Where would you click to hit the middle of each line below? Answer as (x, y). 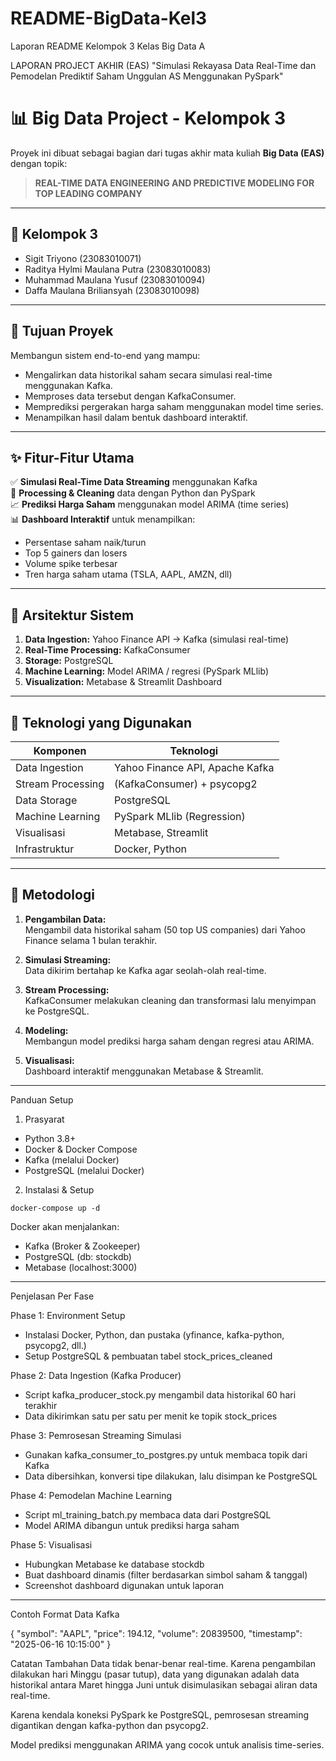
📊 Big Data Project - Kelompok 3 (148, 118)
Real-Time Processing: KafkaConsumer (107, 650)
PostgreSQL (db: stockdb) (78, 1256)
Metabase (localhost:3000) (81, 1267)
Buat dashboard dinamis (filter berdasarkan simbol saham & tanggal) (166, 1574)
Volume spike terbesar (71, 564)
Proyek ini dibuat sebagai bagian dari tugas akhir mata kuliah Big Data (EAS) (167, 153)
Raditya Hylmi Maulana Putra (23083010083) (118, 269)
